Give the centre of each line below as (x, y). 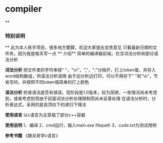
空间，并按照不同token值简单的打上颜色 (49, 82)
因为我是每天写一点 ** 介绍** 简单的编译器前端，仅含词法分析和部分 (86, 54)
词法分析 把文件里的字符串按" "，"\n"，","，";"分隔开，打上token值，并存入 (81, 70)
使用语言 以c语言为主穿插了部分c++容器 (45, 115)
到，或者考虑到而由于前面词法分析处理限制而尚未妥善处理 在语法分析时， (78, 99)
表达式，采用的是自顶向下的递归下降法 (48, 105)
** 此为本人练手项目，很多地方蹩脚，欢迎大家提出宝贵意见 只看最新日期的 (79, 48)
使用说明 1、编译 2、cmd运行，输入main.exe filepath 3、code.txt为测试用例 (81, 125)
